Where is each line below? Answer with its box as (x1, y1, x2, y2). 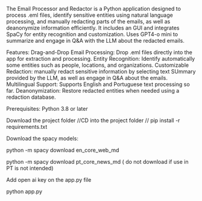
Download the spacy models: (6, 135, 78, 142)
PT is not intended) (6, 165, 54, 172)
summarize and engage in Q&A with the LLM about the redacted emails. (6, 37, 185, 44)
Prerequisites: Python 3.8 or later (6, 105, 89, 112)
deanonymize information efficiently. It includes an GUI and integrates (6, 24, 180, 31)
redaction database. (6, 93, 56, 100)
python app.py (6, 188, 43, 195)
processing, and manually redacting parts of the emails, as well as (6, 18, 171, 25)
